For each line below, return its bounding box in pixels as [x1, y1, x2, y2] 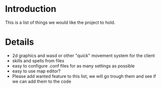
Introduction [5, 3, 57, 15]
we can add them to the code [12, 78, 72, 84]
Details [5, 36, 34, 48]
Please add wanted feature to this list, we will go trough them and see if [12, 73, 156, 79]
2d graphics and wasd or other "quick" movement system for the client [12, 53, 155, 58]
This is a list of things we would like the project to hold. [5, 19, 116, 25]
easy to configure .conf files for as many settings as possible [12, 63, 135, 69]
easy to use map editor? [12, 68, 61, 74]
